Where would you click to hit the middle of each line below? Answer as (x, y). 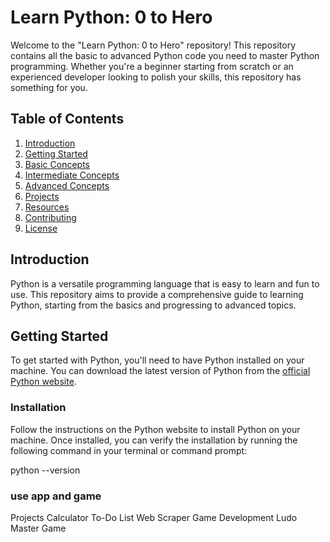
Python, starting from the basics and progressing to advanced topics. (153, 305)
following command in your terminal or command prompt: (129, 450)
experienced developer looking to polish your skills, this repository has (156, 77)
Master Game (38, 528)
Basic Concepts (57, 164)
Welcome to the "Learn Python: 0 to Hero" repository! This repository (153, 45)
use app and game (56, 496)
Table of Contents (67, 119)
